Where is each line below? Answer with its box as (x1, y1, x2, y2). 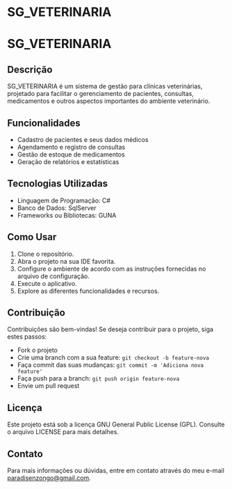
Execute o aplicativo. (17, 279, 78, 287)
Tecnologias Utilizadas (7, 178, 108, 190)
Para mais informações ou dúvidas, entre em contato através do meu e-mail (7, 467, 224, 475)
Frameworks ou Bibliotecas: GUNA (17, 211, 117, 219)
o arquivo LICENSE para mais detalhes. (7, 428, 119, 436)
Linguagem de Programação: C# (17, 196, 111, 205)
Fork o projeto (17, 346, 58, 355)
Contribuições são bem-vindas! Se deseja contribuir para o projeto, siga (7, 325, 214, 334)
